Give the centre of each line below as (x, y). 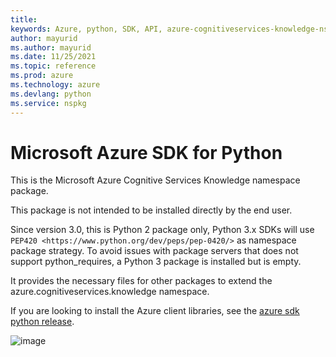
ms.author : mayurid (51, 47)
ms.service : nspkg (48, 103)
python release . (42, 322)
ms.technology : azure (55, 85)
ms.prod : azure (42, 76)
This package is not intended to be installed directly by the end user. (151, 210)
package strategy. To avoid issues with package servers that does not (154, 251)
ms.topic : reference (53, 66)
